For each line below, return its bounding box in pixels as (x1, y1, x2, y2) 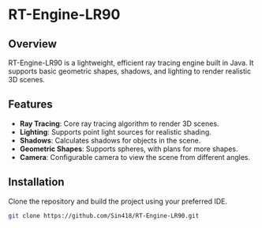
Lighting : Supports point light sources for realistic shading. (19, 127, 211, 136)
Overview (8, 37, 58, 51)
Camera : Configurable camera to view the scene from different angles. (19, 152, 251, 161)
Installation (8, 176, 65, 189)
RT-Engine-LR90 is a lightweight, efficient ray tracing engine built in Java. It (8, 58, 254, 67)
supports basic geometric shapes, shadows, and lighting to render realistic (8, 66, 251, 76)
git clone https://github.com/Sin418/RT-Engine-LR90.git (8, 211, 200, 219)
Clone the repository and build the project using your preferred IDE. (8, 196, 227, 206)
